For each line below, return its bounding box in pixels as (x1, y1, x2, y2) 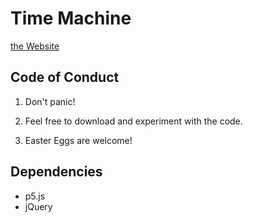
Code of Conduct (10, 69, 120, 86)
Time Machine (10, 7, 132, 30)
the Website (10, 40, 60, 52)
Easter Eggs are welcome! (24, 134, 133, 146)
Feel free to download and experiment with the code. (24, 115, 243, 127)
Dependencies (10, 163, 103, 181)
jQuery (24, 200, 53, 212)
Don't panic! (24, 95, 76, 107)
